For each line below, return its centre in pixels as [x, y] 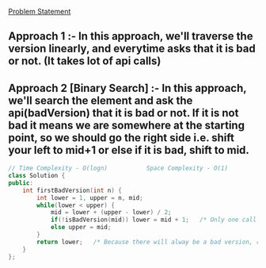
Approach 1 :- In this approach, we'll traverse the [131, 36]
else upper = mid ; [81, 228]
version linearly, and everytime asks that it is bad [132, 49]
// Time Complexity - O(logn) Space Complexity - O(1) [118, 168]
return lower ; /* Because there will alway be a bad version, [145, 242]
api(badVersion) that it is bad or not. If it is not [123, 113]
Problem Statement [40, 11]
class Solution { [37, 176]
